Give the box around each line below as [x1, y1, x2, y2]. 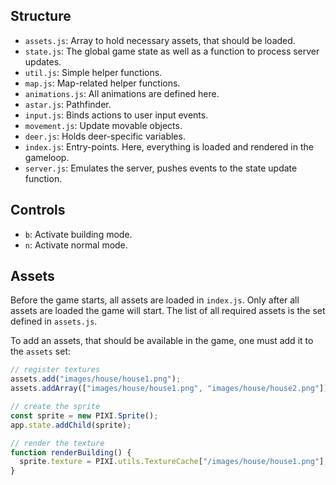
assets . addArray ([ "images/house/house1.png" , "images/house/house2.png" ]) [10, 384, 329, 394]
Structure [10, 8, 72, 25]
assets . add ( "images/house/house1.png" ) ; [10, 374, 182, 384]
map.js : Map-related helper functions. [24, 77, 181, 89]
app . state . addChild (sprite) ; [10, 420, 132, 430]
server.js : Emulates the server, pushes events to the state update [24, 162, 298, 174]
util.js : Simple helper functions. [24, 66, 163, 78]
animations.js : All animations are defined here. [24, 87, 220, 99]
